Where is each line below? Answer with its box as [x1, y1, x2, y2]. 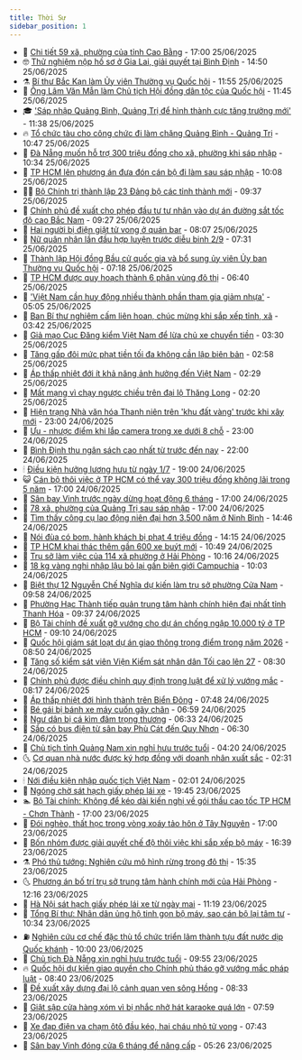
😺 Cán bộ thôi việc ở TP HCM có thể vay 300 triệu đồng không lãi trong [22, 474, 290, 484]
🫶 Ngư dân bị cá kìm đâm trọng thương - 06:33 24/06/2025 [22, 714, 243, 724]
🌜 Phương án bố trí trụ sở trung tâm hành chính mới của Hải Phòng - [22, 876, 278, 887]
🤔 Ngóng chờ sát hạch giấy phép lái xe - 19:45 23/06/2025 [22, 785, 241, 796]
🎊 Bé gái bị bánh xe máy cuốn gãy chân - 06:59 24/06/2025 [22, 704, 246, 714]
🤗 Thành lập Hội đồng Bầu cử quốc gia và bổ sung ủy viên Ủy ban [22, 253, 268, 263]
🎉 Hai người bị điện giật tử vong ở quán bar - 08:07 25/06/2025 [22, 224, 259, 235]
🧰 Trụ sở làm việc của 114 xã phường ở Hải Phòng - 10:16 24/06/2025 [22, 550, 279, 561]
